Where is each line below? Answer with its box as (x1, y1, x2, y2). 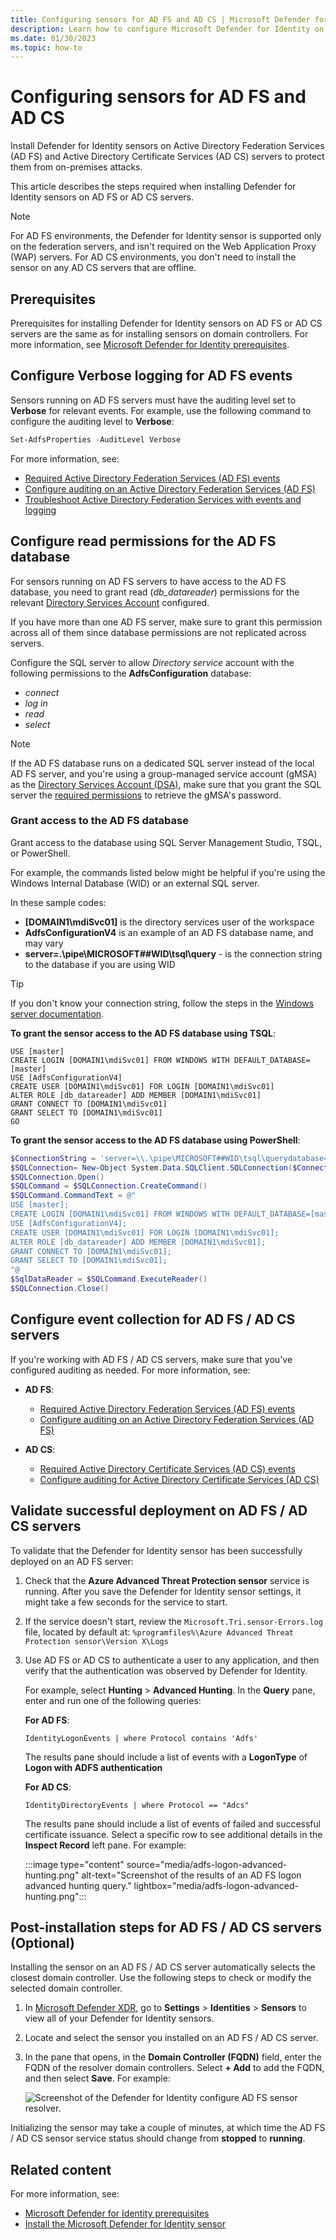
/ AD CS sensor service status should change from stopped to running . (10, 2132, 306, 2145)
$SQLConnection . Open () (10, 1172, 105, 1182)
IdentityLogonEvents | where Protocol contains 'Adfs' (24, 1733, 259, 1743)
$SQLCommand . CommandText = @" (10, 1191, 137, 1201)
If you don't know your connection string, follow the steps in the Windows (10, 997, 315, 1009)
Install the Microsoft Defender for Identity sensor (24, 2218, 226, 2230)
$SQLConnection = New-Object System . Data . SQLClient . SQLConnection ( (10, 1162, 293, 1173)
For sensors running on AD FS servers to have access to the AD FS (10, 575, 287, 587)
